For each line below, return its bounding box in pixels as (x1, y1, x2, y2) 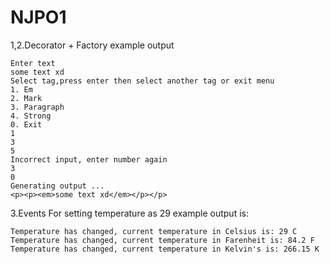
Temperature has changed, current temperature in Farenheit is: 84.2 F (10, 235, 315, 245)
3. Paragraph (10, 102, 65, 112)
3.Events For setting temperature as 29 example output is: (10, 207, 249, 219)
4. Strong (10, 111, 52, 121)
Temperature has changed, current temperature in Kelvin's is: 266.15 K (10, 244, 320, 254)
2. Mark (10, 93, 43, 103)
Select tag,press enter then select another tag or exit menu (10, 76, 275, 86)
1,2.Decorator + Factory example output (10, 39, 175, 51)
